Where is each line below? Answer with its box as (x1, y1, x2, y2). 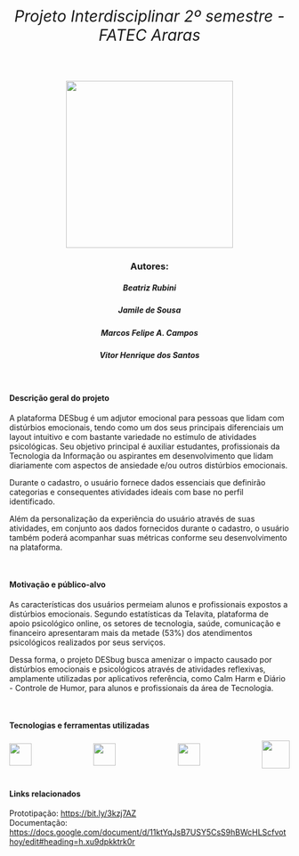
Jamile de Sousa (117, 305, 182, 315)
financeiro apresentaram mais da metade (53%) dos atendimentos (9, 627, 253, 638)
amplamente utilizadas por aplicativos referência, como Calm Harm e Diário (9, 673, 287, 683)
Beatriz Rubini (123, 282, 176, 293)
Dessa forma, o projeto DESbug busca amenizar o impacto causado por (9, 654, 273, 664)
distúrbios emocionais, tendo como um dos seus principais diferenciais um (9, 421, 284, 433)
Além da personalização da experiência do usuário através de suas (9, 513, 255, 524)
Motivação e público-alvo (9, 579, 107, 590)
